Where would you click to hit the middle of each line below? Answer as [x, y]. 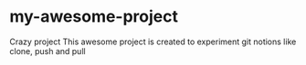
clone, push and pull [47, 51]
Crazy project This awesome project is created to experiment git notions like [153, 42]
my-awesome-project [94, 17]
